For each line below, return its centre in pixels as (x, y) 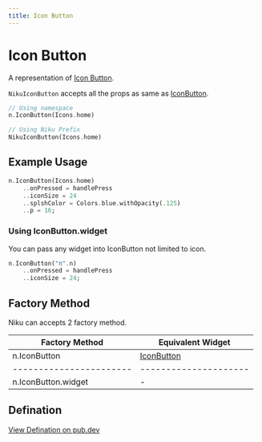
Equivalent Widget (194, 342)
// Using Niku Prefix (44, 130)
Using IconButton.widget (58, 231)
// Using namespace (41, 108)
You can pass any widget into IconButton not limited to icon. (107, 249)
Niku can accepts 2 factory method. (68, 322)
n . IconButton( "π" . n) (43, 263)
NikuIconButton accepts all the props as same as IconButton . (109, 93)
